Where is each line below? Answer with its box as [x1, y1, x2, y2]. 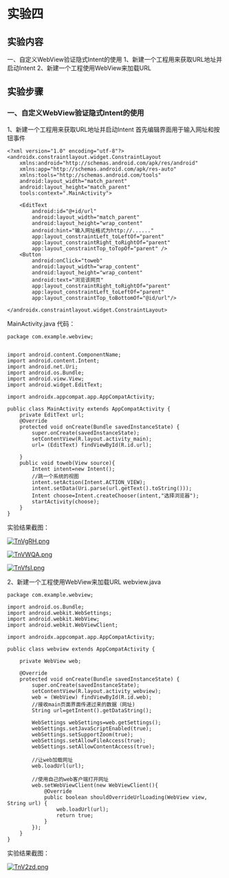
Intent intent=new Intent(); [32, 465, 116, 472]
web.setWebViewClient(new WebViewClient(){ [32, 782, 158, 789]
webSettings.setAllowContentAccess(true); [32, 743, 155, 750]
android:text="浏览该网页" [32, 276, 105, 283]
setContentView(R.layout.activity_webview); [32, 688, 162, 694]
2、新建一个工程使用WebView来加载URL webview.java [7, 578, 162, 586]
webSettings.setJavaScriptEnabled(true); [32, 725, 153, 732]
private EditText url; [19, 411, 85, 418]
